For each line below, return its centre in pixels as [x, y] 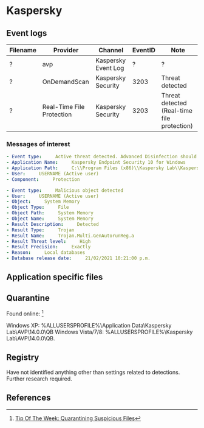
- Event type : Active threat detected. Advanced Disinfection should [102, 157]
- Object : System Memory [43, 202]
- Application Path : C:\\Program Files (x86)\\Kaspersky [85, 168]
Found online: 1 [25, 313]
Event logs [27, 33]
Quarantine [28, 298]
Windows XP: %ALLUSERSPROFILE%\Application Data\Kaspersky [89, 325]
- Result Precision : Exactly [49, 247]
